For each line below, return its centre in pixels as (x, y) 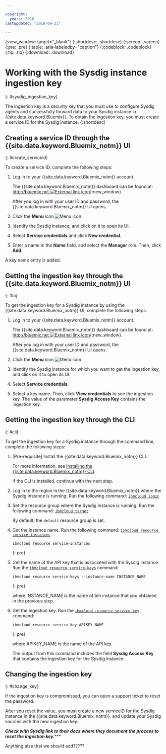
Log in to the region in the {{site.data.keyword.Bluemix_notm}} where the (87, 491)
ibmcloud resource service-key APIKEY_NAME (58, 625)
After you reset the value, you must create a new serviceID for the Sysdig (80, 711)
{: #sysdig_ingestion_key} (31, 97)
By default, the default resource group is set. (58, 520)
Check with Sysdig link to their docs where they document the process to (82, 731)
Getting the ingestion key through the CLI (70, 420)
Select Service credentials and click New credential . (67, 236)
